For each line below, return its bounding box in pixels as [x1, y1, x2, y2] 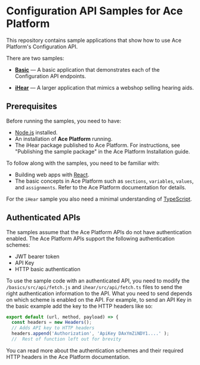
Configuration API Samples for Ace [6, 4, 183, 18]
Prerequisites [6, 102, 57, 112]
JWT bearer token [14, 253, 60, 260]
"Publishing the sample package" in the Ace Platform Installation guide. [14, 148, 190, 155]
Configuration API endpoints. [14, 72, 87, 79]
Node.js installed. [14, 128, 58, 136]
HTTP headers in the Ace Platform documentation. [6, 353, 130, 360]
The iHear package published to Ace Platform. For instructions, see [14, 142, 180, 149]
